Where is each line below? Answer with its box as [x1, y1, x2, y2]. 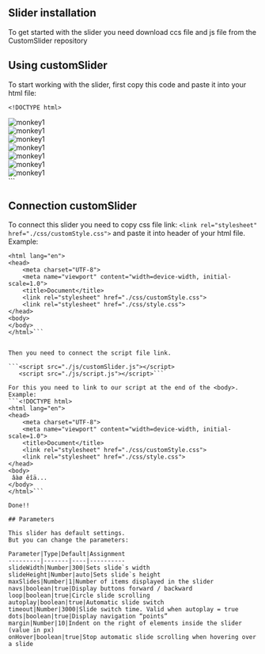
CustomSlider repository [8, 36, 88, 45]
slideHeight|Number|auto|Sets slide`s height [8, 571, 161, 579]
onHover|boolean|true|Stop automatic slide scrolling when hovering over [8, 633, 257, 641]
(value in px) [8, 626, 55, 634]
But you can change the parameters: [8, 536, 129, 545]
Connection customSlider [8, 200, 137, 213]
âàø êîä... [11, 474, 47, 482]
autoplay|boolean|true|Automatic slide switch [8, 599, 165, 606]
